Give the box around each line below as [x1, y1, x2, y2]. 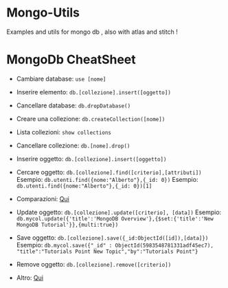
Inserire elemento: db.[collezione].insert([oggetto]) [16, 88, 171, 96]
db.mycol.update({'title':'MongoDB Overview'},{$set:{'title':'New [16, 215, 214, 222]
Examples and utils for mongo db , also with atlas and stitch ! [6, 28, 178, 36]
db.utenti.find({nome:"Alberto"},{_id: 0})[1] [16, 183, 152, 189]
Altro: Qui [16, 274, 44, 282]
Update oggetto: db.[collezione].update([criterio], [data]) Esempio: [16, 208, 222, 216]
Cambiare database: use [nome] [16, 74, 106, 83]
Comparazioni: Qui [16, 194, 69, 203]
